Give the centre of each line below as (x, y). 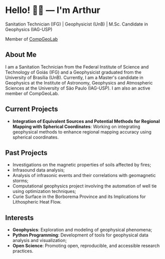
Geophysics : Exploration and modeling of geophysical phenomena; (82, 230)
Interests (20, 218)
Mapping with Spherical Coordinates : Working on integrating (76, 126)
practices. (23, 251)
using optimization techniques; (44, 191)
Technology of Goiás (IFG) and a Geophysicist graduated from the (73, 72)
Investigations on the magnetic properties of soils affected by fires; (82, 165)
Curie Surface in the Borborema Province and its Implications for (79, 196)
